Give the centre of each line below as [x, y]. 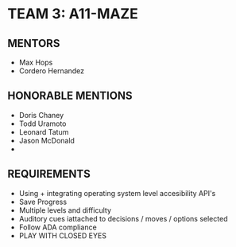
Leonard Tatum [44, 131]
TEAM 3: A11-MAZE [73, 14]
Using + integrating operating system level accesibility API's [117, 193]
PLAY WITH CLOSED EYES [62, 235]
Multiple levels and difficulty [65, 210]
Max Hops [36, 62]
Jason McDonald [46, 140]
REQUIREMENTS [49, 174]
